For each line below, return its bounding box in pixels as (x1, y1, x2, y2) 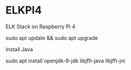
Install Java (5, 45, 33, 53)
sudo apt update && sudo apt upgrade (5, 34, 99, 41)
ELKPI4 (5, 4, 42, 17)
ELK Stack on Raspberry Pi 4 (5, 23, 76, 30)
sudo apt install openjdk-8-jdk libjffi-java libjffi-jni (5, 57, 125, 64)
